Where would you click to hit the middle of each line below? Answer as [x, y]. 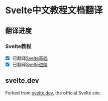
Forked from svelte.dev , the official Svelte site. [53, 93]
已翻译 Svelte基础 [30, 58]
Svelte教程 [18, 46]
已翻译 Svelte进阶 [30, 64]
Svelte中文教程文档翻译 [54, 10]
